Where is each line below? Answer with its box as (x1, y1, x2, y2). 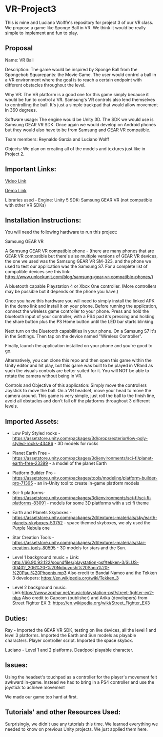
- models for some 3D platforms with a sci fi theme (47, 500, 149, 506)
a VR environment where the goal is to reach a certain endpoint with (5, 77, 142, 82)
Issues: (5, 661, 28, 669)
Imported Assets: (5, 417, 60, 425)
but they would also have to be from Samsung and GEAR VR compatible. (5, 127, 151, 133)
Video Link (5, 178, 27, 184)
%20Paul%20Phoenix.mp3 (12, 570, 67, 576)
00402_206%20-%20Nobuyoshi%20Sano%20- (12, 565, 110, 571)
